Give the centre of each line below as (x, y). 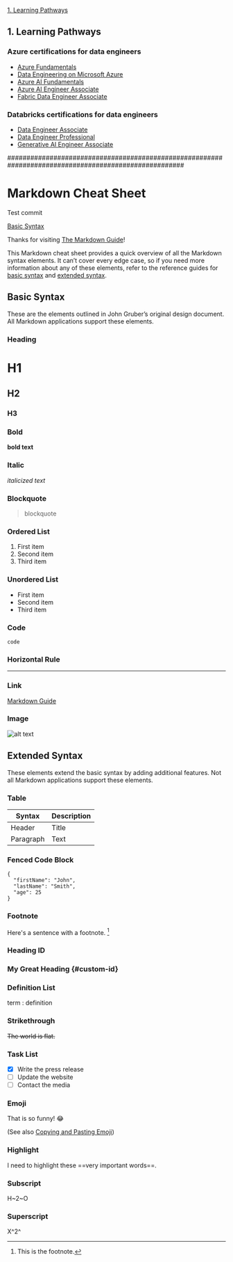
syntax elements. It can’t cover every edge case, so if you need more (106, 260)
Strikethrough (31, 1021)
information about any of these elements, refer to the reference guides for (113, 268)
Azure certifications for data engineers (74, 51)
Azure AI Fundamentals (51, 81)
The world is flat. (31, 1036)
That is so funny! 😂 (36, 1119)
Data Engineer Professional (56, 137)
